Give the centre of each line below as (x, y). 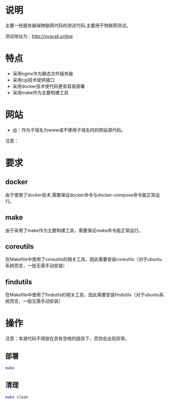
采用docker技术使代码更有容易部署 (49, 86)
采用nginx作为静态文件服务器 (43, 74)
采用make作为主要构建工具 (40, 92)
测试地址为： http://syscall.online (39, 36)
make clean (17, 397)
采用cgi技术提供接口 (33, 80)
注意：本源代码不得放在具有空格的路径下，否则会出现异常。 (67, 339)
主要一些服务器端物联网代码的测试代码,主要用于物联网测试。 (68, 25)
